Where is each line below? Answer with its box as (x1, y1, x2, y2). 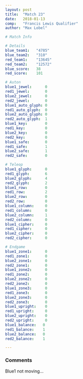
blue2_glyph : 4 (5, 176, 48, 181)
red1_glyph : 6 (5, 171, 48, 176)
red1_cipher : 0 (5, 227, 48, 231)
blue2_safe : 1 (5, 149, 48, 153)
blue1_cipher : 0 (5, 222, 48, 227)
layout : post (5, 7, 32, 12)
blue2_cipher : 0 (5, 231, 48, 236)
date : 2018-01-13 (5, 16, 45, 21)
